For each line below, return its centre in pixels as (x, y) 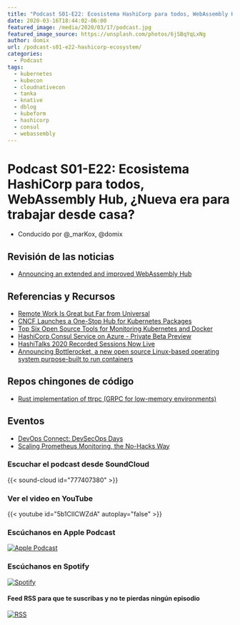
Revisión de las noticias (61, 257)
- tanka (25, 94)
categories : (25, 54)
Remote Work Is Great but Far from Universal (84, 313)
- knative (28, 101)
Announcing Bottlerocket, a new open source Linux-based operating (119, 351)
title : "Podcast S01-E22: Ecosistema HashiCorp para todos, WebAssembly (118, 14)
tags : (15, 67)
